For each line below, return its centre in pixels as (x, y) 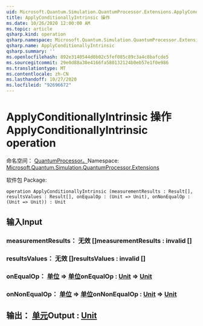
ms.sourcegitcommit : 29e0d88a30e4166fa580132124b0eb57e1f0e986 (88, 62)
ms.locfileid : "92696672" (39, 85)
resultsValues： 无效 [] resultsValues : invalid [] (76, 259)
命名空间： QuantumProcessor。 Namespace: (63, 161)
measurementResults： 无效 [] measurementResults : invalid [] (99, 241)
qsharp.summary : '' (31, 52)
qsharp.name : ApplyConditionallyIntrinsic (60, 46)
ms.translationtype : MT (36, 68)
